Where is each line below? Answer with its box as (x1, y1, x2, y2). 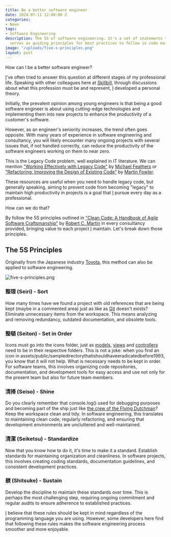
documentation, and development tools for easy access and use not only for (5, 369, 165, 375)
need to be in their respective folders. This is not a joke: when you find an (5, 347, 159, 353)
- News (5, 21, 19, 27)
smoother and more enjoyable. (5, 526, 70, 532)
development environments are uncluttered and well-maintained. (5, 422, 141, 428)
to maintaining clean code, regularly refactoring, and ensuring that (5, 416, 144, 422)
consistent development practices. (5, 464, 78, 470)
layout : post (5, 50, 33, 55)
